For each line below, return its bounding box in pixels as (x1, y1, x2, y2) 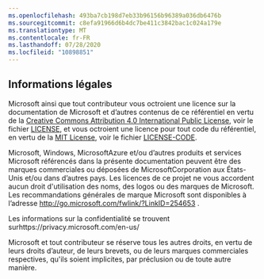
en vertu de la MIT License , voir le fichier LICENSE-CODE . (8, 132, 197, 142)
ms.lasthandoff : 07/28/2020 (8, 41, 101, 49)
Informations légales (8, 78, 113, 91)
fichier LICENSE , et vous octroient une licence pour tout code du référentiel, (8, 124, 256, 133)
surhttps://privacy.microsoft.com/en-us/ (8, 222, 140, 231)
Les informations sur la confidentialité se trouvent (8, 213, 170, 223)
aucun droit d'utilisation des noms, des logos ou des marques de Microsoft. (8, 182, 255, 191)
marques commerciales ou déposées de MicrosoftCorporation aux (8, 164, 225, 174)
